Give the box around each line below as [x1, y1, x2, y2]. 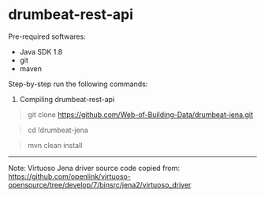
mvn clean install [27, 140, 83, 150]
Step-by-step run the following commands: [8, 79, 148, 89]
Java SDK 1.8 [19, 47, 63, 56]
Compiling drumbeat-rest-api [19, 94, 115, 104]
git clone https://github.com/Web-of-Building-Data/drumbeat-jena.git [27, 109, 254, 119]
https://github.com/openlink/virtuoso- [8, 172, 132, 181]
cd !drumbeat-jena [27, 125, 88, 134]
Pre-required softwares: [8, 32, 86, 41]
